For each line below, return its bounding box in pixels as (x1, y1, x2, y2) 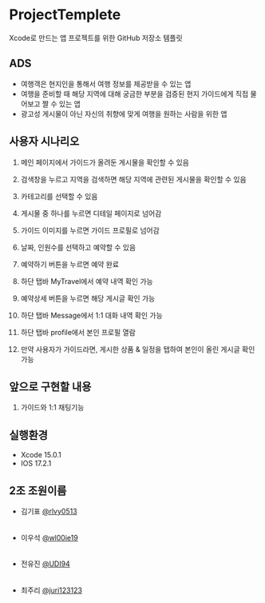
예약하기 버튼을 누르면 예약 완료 (20, 259, 119, 269)
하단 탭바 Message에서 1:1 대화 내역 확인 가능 (20, 310, 163, 320)
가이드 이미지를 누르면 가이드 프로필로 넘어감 (20, 226, 160, 235)
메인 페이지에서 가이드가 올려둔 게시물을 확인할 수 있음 (20, 158, 190, 167)
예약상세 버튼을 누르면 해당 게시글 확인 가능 (20, 294, 156, 303)
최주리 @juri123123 (20, 585, 83, 595)
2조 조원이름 (9, 484, 67, 497)
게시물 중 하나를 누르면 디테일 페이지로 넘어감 (20, 208, 162, 218)
